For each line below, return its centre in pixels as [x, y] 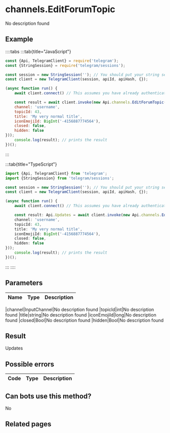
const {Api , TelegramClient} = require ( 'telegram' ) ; [62, 61]
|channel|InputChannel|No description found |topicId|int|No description [80, 309]
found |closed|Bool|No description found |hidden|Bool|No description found [84, 320]
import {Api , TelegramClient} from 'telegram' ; [56, 173]
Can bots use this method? [49, 396]
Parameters [24, 283]
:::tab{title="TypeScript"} [31, 164]
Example [19, 39]
